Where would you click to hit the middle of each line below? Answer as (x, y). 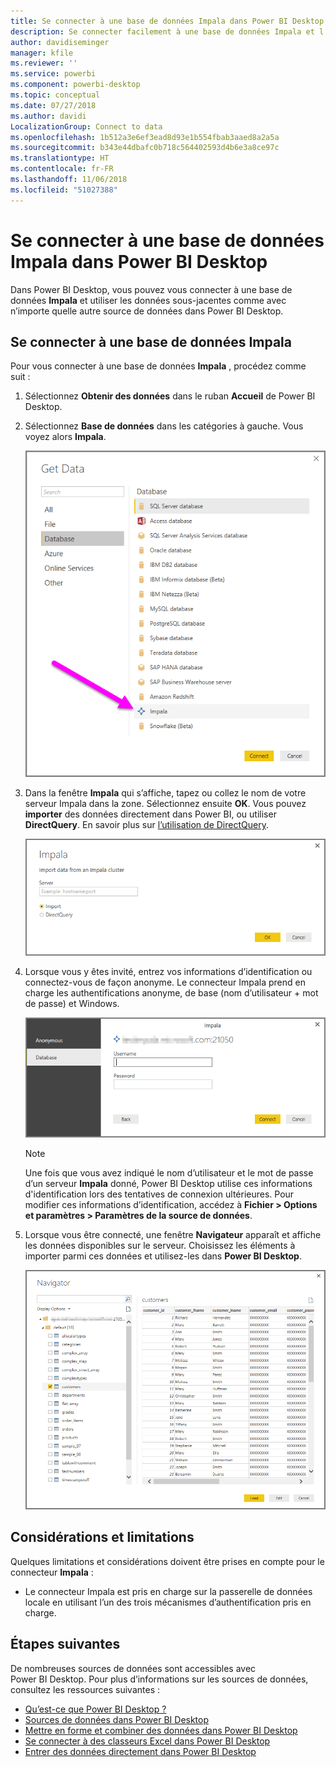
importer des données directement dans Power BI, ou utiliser (150, 814)
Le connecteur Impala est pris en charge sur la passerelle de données (168, 1591)
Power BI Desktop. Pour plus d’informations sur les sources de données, (159, 1679)
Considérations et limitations (102, 1537)
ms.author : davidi (48, 116)
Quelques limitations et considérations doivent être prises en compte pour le (167, 1561)
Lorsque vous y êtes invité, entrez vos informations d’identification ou (168, 972)
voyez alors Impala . (65, 437)
